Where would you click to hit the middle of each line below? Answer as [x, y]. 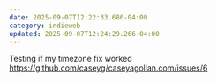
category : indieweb [45, 26]
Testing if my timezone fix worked [71, 59]
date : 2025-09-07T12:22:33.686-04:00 [79, 17]
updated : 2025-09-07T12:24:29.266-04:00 [85, 34]
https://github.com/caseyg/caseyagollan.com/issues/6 [108, 68]
